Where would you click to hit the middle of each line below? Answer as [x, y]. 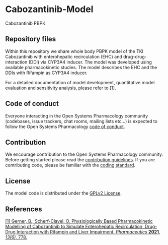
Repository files [31, 39]
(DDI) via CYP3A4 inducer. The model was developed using [90, 62]
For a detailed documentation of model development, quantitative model [80, 82]
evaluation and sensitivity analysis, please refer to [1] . [61, 88]
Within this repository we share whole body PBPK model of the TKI [74, 51]
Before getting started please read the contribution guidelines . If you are [80, 160]
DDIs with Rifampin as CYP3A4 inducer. [46, 73]
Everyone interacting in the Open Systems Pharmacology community [77, 116]
